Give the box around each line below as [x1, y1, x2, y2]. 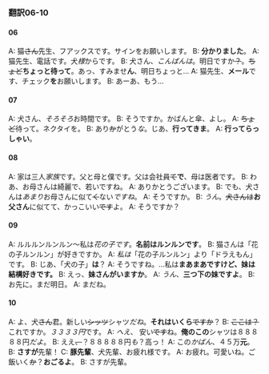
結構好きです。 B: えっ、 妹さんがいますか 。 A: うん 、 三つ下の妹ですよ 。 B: [8, 269, 255, 279]
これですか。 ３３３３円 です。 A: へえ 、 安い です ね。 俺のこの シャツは [8, 327, 238, 336]
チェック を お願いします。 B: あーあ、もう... [21, 76, 164, 86]
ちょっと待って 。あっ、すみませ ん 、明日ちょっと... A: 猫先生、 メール [22, 66, 250, 76]
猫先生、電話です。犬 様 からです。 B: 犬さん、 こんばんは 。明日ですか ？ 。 [8, 56, 249, 66]
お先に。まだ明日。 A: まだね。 [8, 279, 110, 289]
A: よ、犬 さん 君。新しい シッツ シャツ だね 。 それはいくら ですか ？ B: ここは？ [8, 316, 259, 326]
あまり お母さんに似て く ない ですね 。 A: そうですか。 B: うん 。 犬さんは [22, 191, 254, 201]
